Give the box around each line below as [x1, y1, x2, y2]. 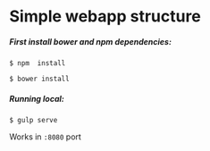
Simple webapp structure [9, 6, 201, 27]
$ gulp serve [9, 116, 58, 125]
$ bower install [9, 74, 70, 84]
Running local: [9, 93, 64, 104]
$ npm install [9, 59, 66, 68]
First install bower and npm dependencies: [9, 36, 172, 46]
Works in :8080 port [9, 131, 82, 142]
